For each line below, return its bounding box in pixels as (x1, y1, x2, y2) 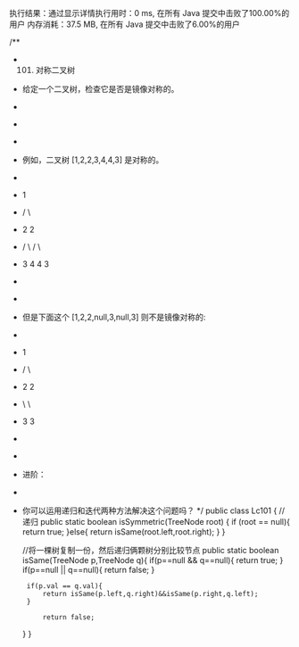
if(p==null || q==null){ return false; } (21, 565, 155, 575)
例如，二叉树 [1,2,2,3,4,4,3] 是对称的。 (21, 154, 164, 165)
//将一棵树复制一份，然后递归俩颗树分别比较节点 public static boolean (21, 545, 279, 555)
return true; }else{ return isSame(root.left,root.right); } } (21, 527, 226, 537)
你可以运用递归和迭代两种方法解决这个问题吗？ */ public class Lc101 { (21, 505, 278, 516)
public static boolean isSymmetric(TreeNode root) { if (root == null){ (39, 517, 291, 527)
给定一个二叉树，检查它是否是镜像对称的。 (21, 84, 179, 94)
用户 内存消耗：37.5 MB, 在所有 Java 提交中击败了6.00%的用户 (9, 19, 241, 29)
